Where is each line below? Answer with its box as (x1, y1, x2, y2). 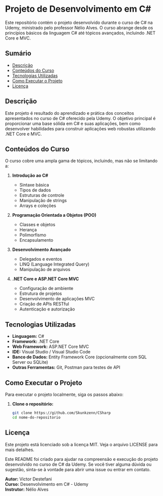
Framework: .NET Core (12, 338, 60, 345)
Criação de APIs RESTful (19, 301, 69, 307)
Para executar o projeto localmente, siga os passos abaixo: (5, 392, 123, 397)
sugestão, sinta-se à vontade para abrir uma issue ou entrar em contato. (5, 466, 151, 472)
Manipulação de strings (19, 198, 67, 204)
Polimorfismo (19, 232, 46, 238)
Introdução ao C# (12, 172, 48, 179)
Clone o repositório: (12, 401, 54, 407)
